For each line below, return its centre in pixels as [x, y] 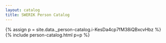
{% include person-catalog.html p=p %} [48, 35]
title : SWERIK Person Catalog [38, 15]
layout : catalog [23, 10]
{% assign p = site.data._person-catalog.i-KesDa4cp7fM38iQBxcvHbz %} [83, 29]
